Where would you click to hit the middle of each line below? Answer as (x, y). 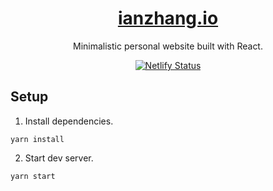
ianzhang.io (168, 18)
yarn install (37, 139)
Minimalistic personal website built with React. (168, 46)
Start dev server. (59, 158)
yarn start (33, 176)
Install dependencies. (69, 121)
